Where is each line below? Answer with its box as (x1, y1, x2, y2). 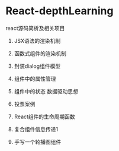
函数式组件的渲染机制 (14, 49, 66, 57)
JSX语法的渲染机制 (14, 37, 61, 44)
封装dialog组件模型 (14, 62, 60, 70)
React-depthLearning (5, 4, 114, 18)
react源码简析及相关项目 (5, 24, 65, 32)
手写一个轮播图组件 (14, 138, 62, 145)
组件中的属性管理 (14, 75, 56, 82)
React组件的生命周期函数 (14, 113, 75, 120)
